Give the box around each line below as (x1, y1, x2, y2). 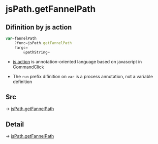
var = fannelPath (5, 36, 37, 41)
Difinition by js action (5, 23, 72, 31)
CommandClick (12, 64, 44, 70)
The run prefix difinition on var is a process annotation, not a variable (12, 73, 153, 79)
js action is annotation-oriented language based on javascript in (12, 58, 142, 64)
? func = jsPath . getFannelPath (14, 40, 72, 45)
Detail (5, 120, 24, 128)
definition (12, 79, 32, 85)
